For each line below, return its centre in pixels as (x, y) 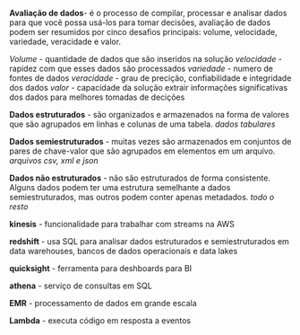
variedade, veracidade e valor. (65, 41)
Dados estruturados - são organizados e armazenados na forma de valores (149, 115)
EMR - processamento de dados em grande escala (103, 303)
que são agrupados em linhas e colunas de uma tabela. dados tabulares (142, 124)
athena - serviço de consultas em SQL (81, 286)
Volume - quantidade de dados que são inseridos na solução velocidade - (146, 59)
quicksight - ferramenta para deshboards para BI (101, 268)
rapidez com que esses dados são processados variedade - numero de (141, 68)
